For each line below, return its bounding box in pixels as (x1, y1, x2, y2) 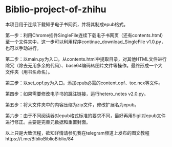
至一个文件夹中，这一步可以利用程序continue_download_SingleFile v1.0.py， (5, 39, 166, 45)
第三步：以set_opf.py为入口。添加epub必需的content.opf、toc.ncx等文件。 (5, 80, 163, 86)
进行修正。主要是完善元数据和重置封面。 (5, 119, 91, 125)
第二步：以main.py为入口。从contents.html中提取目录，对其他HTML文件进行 (5, 56, 167, 62)
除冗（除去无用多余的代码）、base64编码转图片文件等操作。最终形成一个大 (5, 62, 163, 68)
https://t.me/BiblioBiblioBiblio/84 (5, 135, 74, 142)
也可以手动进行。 (5, 45, 41, 51)
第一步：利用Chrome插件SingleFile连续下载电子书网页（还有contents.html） (5, 32, 166, 38)
